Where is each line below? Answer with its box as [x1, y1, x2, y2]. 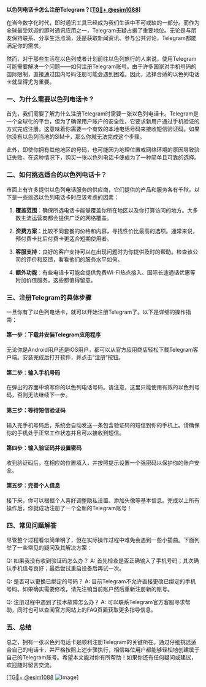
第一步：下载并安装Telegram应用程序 [6, 331, 101, 338]
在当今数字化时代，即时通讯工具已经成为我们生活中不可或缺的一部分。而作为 [6, 19, 200, 26]
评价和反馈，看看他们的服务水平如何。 [26, 255, 123, 263]
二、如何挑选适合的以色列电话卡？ [6, 171, 107, 179]
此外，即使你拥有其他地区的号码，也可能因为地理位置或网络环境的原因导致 [6, 146, 194, 153]
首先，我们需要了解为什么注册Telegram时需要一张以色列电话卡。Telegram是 [6, 110, 199, 117]
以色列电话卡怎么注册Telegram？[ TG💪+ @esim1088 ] [6, 6, 141, 13]
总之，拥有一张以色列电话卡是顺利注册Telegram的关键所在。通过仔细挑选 [6, 638, 191, 645]
